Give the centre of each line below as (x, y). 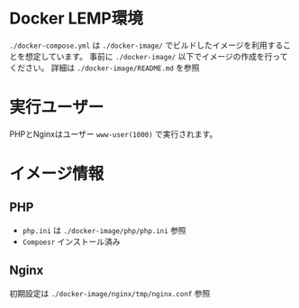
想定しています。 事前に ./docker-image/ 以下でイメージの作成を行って (156, 56)
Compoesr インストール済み (71, 241)
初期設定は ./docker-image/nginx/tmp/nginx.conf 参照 (110, 293)
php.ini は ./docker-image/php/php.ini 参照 (104, 230)
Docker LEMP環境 (77, 18)
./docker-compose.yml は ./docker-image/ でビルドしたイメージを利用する (146, 45)
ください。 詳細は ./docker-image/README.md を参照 (104, 68)
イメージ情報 (57, 174)
